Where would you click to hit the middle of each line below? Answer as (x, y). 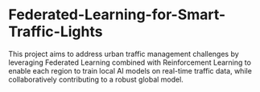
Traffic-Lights (56, 32)
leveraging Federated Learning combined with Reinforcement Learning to (130, 62)
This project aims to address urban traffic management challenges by (124, 54)
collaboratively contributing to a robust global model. (96, 79)
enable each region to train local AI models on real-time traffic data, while (130, 70)
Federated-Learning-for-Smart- (117, 15)
